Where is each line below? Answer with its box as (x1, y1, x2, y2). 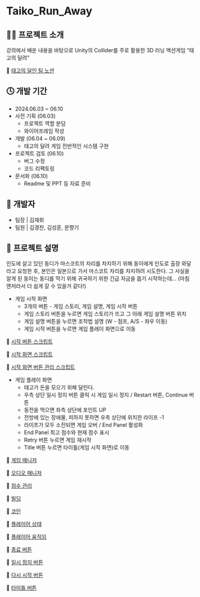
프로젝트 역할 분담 (23, 120, 66, 127)
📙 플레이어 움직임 (6, 533, 47, 541)
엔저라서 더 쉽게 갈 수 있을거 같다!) (6, 282, 87, 289)
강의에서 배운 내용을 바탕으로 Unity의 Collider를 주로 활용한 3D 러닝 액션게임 (6, 47, 186, 53)
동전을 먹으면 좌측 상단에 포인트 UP (23, 407, 107, 414)
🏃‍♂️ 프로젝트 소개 (6, 29, 64, 40)
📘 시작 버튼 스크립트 (6, 338, 53, 345)
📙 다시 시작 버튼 (6, 572, 44, 579)
